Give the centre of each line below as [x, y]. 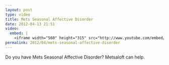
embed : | [19, 33]
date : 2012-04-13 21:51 [30, 24]
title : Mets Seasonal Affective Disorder [49, 19]
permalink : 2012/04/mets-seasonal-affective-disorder [63, 43]
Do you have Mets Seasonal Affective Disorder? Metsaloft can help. [75, 57]
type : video [18, 15]
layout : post [19, 10]
